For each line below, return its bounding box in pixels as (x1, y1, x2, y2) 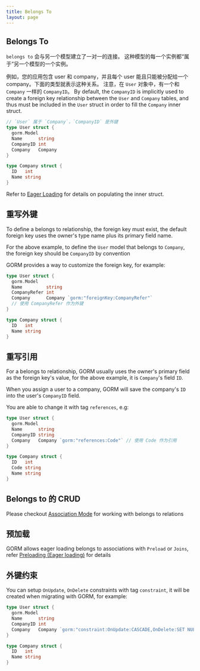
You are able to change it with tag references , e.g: (6, 404, 129, 411)
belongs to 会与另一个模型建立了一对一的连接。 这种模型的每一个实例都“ (6, 53, 185, 60)
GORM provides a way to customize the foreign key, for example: (6, 261, 165, 269)
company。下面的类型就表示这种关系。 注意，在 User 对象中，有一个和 (6, 81, 180, 88)
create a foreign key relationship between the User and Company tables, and (6, 95, 189, 102)
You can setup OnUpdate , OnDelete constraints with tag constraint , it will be (6, 586, 190, 594)
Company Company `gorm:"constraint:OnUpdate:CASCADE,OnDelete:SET (11, 626, 185, 633)
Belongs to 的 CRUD (6, 494, 81, 504)
